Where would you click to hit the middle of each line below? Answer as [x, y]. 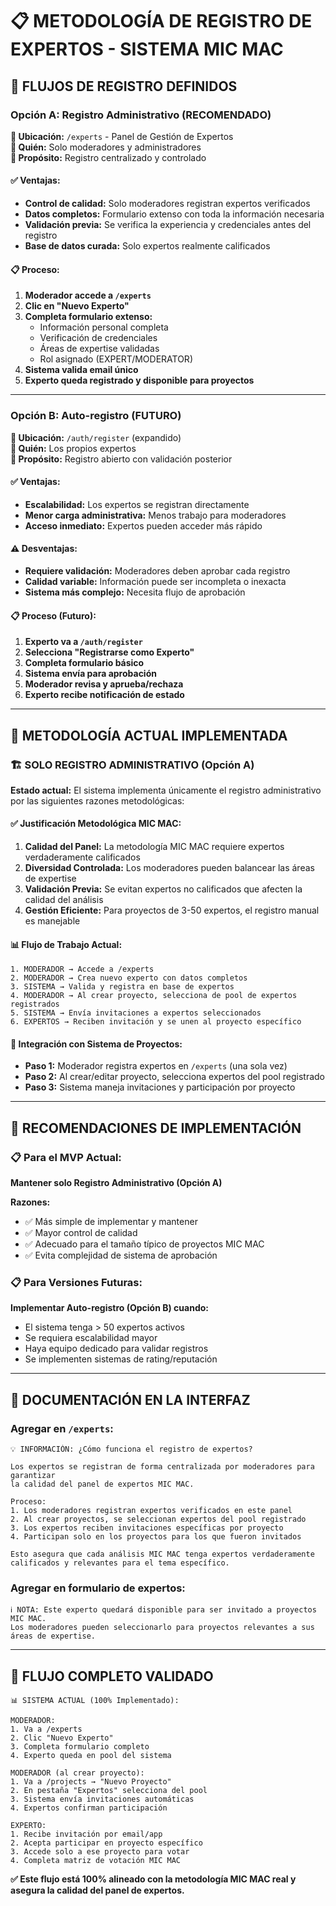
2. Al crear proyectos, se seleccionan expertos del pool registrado [158, 1519]
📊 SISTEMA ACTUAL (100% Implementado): [95, 1701]
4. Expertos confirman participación [89, 1808]
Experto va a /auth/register [83, 642]
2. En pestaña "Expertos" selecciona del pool [109, 1791]
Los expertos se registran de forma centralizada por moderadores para [162, 1467]
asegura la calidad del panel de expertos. [97, 1890]
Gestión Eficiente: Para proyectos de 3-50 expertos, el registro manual [172, 910]
